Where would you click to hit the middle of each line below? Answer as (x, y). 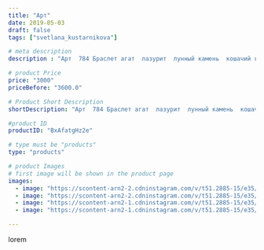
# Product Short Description (56, 102)
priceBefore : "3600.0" (45, 87)
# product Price (35, 73)
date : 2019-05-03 (37, 23)
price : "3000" (31, 80)
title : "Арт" (29, 15)
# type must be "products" (52, 145)
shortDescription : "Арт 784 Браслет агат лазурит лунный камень (121, 109)
